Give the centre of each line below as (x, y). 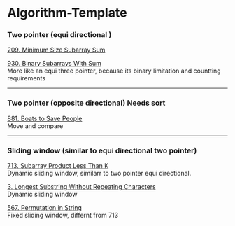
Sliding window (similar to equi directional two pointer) (102, 150)
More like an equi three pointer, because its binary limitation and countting (114, 71)
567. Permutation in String (45, 208)
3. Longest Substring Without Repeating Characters (81, 187)
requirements (27, 78)
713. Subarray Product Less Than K (58, 166)
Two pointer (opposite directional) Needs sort (86, 103)
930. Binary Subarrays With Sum (54, 64)
